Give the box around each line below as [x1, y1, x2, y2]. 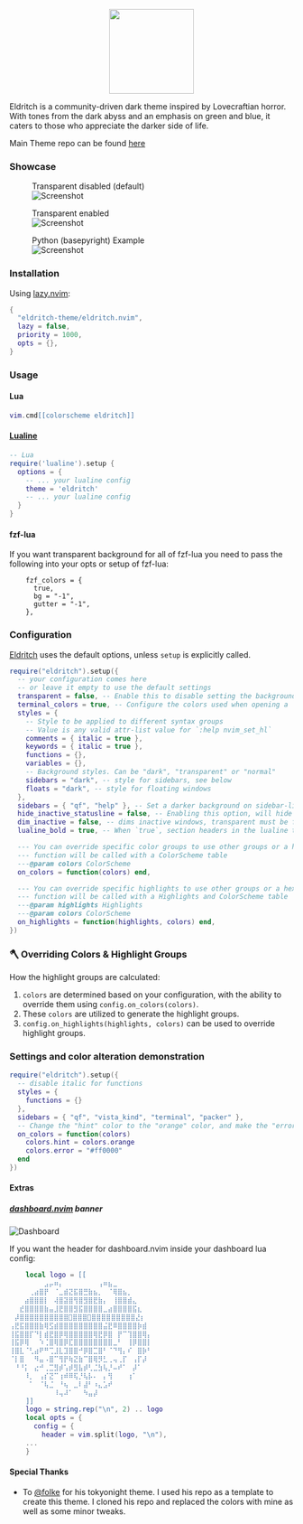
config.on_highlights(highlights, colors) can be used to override [22, 1018, 275, 1029]
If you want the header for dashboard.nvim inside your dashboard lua [9, 1243, 267, 1255]
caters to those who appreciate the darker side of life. [9, 120, 209, 131]
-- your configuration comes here [17, 675, 147, 684]
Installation [9, 267, 60, 280]
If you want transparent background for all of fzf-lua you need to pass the [9, 549, 283, 560]
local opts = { [25, 1414, 83, 1423]
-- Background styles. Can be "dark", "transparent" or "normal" [25, 768, 277, 777]
